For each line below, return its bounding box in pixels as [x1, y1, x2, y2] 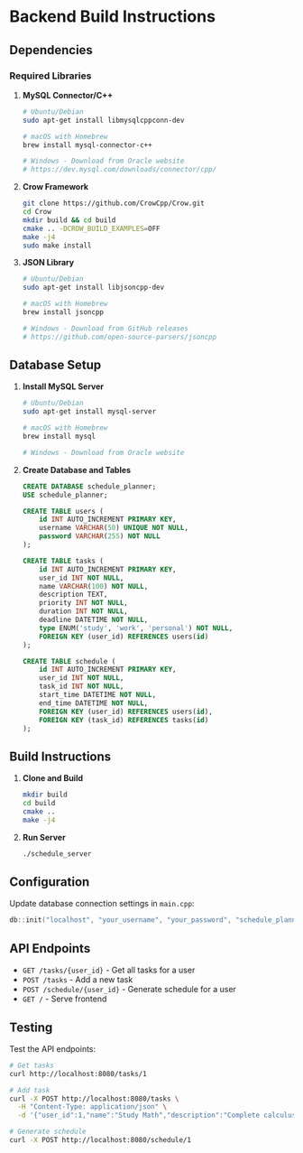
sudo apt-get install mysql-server [22, 407, 157, 416]
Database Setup [9, 358, 102, 373]
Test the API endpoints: [9, 1043, 96, 1054]
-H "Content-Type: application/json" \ [17, 1102, 168, 1111]
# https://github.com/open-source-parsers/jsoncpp [22, 332, 217, 341]
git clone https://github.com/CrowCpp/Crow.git [22, 199, 205, 209]
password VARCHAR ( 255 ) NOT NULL [39, 532, 161, 541]
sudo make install [22, 241, 92, 250]
